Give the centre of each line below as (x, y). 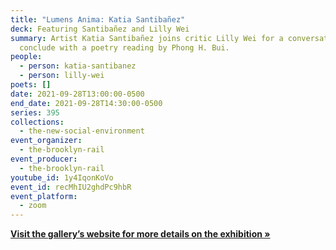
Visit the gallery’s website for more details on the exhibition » (140, 234)
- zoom (33, 206)
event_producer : (44, 159)
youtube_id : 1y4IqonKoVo (62, 177)
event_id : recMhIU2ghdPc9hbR (71, 187)
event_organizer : (46, 141)
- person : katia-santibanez (78, 66)
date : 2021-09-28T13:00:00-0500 (77, 94)
